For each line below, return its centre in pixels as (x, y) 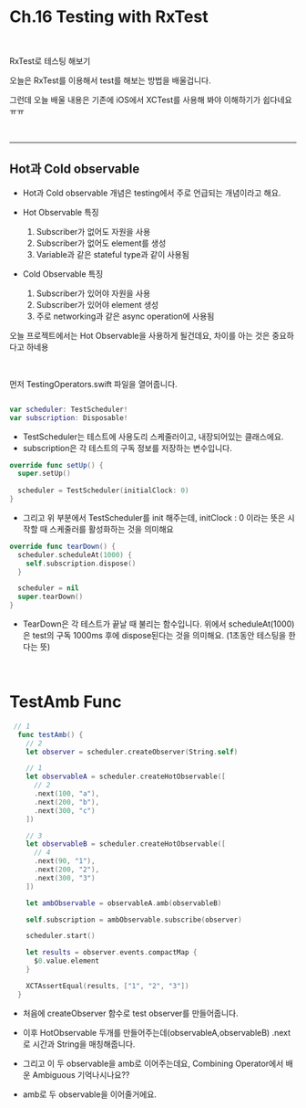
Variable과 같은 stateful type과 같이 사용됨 (112, 254)
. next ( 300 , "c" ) (64, 810)
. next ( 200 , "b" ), (66, 802)
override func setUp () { (56, 465)
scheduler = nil (48, 588)
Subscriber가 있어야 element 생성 (97, 304)
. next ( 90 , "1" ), (64, 861)
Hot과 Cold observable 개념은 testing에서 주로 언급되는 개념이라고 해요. (152, 193)
